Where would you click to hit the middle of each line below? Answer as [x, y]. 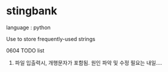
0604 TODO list [25, 50]
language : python [28, 27]
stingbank [32, 11]
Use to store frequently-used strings [51, 39]
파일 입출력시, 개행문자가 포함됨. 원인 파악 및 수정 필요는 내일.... [88, 62]
